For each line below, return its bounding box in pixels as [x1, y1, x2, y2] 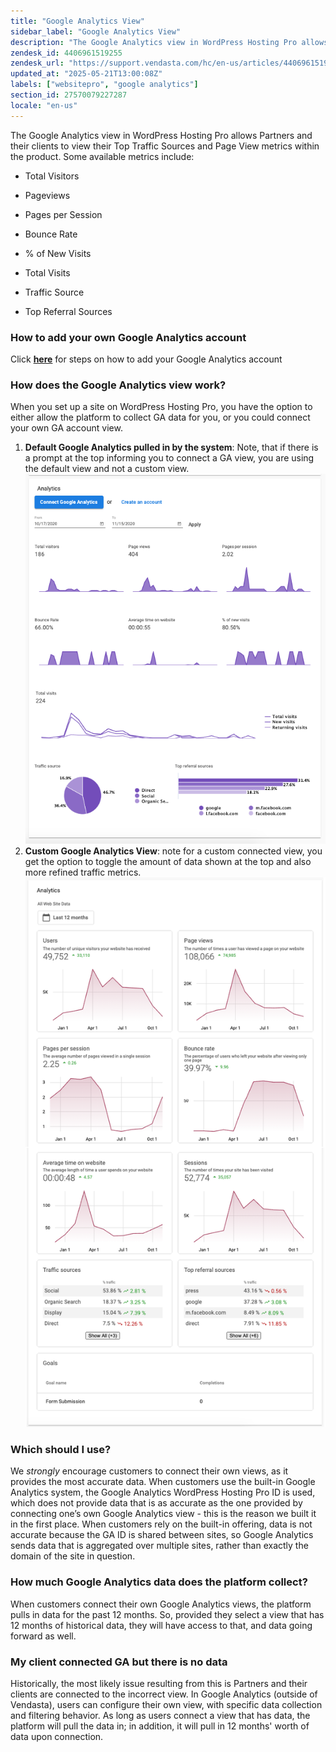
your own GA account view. [10, 422, 123, 434]
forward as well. [10, 1630, 77, 1642]
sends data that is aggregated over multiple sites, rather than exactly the [10, 1540, 309, 1552]
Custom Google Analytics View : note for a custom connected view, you [24, 845, 323, 857]
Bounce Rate [24, 228, 78, 240]
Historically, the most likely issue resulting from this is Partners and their [10, 1678, 308, 1690]
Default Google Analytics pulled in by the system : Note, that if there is [24, 441, 319, 454]
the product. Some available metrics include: [10, 150, 195, 162]
